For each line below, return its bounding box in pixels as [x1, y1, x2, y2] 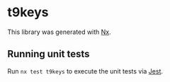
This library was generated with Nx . [7, 28, 111, 36]
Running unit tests [7, 48, 90, 60]
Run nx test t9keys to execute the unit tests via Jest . [7, 66, 164, 75]
